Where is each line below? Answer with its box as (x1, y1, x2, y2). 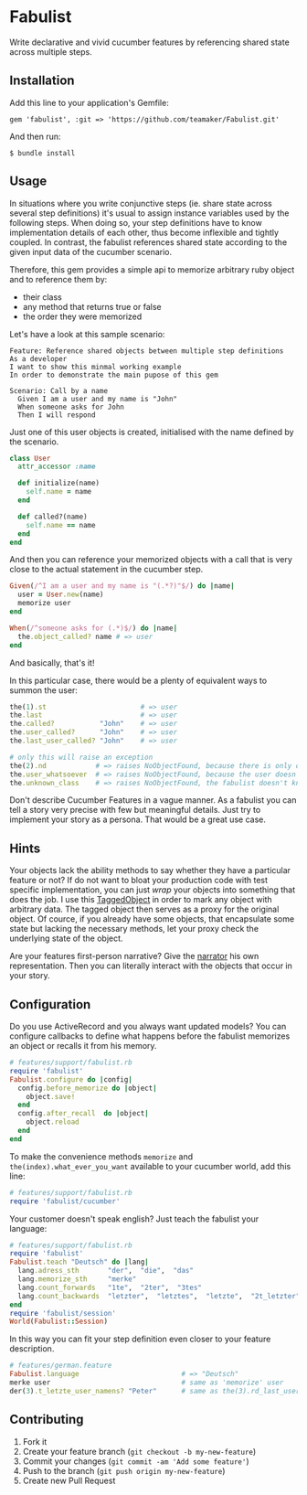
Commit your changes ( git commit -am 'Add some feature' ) (22, 1456, 249, 1467)
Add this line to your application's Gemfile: (9, 97, 169, 108)
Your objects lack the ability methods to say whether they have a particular (9, 865, 291, 876)
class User (9, 454, 51, 463)
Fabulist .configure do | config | (9, 1074, 132, 1084)
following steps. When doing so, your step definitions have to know (9, 217, 262, 228)
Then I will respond (17, 410, 96, 420)
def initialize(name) (17, 478, 101, 488)
